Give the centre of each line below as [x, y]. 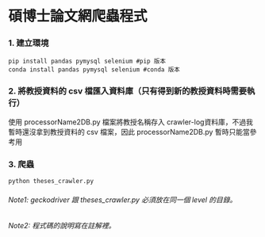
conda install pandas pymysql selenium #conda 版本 [94, 70]
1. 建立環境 [29, 43]
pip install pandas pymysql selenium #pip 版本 [87, 61]
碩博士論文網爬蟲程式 [78, 16]
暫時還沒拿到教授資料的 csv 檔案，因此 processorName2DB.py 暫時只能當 [129, 132]
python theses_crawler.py [51, 182]
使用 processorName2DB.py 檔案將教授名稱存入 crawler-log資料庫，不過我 [131, 122]
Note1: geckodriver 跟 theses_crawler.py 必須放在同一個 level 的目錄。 [123, 200]
